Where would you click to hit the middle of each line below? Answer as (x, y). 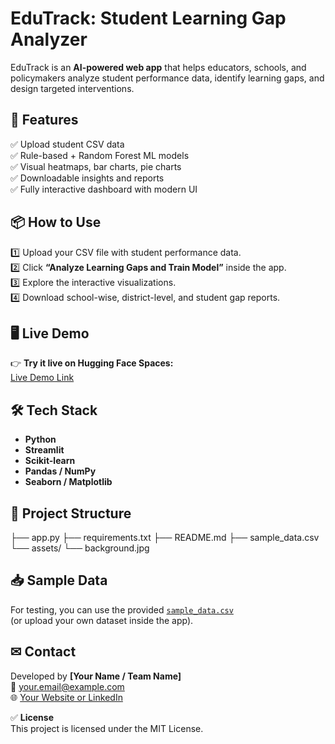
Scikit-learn (50, 461)
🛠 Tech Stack (54, 410)
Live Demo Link (42, 378)
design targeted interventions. (72, 88)
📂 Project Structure (71, 513)
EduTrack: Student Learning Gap (148, 18)
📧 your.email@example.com (67, 686)
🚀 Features (44, 120)
